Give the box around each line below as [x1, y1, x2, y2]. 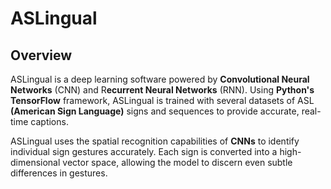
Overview [10, 47, 73, 64]
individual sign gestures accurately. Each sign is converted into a [10, 146, 278, 157]
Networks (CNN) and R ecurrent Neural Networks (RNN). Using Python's [10, 84, 315, 96]
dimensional [10, 157, 61, 168]
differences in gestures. [10, 167, 108, 179]
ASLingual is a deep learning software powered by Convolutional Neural [10, 73, 310, 85]
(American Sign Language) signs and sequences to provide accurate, [10, 105, 300, 117]
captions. [30, 116, 69, 127]
